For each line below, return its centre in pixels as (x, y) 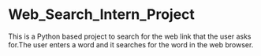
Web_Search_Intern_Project (102, 15)
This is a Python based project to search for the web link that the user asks (130, 36)
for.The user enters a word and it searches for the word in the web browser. (131, 44)
